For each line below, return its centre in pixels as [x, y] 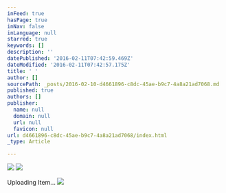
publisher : [23, 103]
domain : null [32, 116]
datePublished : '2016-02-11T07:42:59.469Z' [70, 59]
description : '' [30, 52]
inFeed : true [26, 13]
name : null [29, 110]
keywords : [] [26, 45]
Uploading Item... [32, 183]
